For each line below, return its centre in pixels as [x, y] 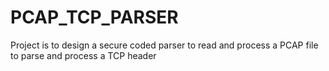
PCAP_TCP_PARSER [94, 17]
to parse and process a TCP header [83, 55]
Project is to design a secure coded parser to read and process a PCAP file [164, 45]
